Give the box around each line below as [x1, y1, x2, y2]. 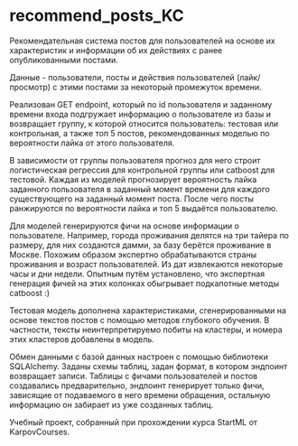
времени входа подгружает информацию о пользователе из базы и [9, 108, 271, 119]
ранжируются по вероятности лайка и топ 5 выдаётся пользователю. [9, 202, 278, 213]
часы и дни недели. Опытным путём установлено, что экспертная [9, 268, 265, 279]
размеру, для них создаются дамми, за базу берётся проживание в [9, 239, 272, 250]
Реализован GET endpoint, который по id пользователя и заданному [9, 98, 273, 109]
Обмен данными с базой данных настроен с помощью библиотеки [9, 351, 268, 362]
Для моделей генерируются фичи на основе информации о [9, 220, 239, 231]
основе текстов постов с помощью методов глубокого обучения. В [9, 314, 270, 325]
